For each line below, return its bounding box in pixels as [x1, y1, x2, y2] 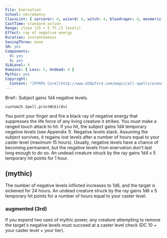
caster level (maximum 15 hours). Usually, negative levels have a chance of [5, 139, 159, 145]
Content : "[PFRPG [9, 81, 46, 86]
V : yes [9, 53, 23, 59]
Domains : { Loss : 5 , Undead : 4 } [5, 67, 75, 72]
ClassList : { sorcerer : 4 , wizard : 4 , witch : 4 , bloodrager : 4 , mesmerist [5, 16, 164, 21]
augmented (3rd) [5, 205, 47, 212]
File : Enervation [5, 7, 41, 12]
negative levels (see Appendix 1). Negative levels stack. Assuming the [5, 128, 148, 134]
